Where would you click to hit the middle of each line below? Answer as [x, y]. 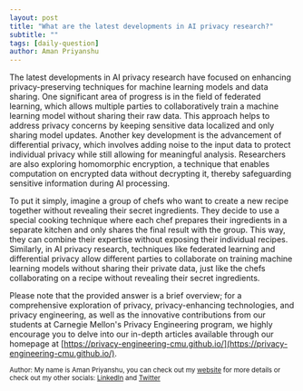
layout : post [34, 18]
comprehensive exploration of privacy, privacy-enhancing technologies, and [152, 306]
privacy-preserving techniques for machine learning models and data [139, 87]
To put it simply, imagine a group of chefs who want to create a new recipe [149, 201]
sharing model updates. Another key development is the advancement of [146, 135]
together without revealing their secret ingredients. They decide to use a [144, 210]
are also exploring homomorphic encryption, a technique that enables [140, 164]
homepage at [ [37, 344]
